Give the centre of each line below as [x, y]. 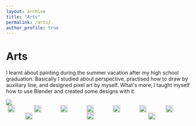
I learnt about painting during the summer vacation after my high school [92, 73]
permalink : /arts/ [28, 22]
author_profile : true [32, 28]
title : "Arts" [23, 17]
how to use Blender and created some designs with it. [71, 92]
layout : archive [26, 11]
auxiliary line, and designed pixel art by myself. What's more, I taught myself [98, 85]
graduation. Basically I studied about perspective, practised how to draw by [97, 79]
